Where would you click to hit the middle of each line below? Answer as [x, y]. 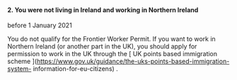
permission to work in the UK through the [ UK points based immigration [112, 54]
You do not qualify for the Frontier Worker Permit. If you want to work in [111, 39]
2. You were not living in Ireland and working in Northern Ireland [103, 10]
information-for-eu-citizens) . [75, 69]
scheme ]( [22, 61]
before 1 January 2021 [40, 25]
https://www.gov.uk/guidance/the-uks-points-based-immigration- [133, 61]
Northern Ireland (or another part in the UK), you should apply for [102, 46]
